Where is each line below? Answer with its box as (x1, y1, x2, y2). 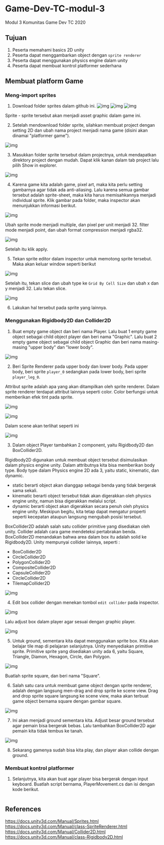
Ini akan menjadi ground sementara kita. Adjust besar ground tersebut (12, 717, 155, 723)
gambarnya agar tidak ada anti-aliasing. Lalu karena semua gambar (12, 187, 149, 193)
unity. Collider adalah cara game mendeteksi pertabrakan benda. (5, 528, 137, 535)
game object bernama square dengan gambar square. (12, 698, 122, 704)
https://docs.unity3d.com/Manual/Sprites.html (5, 818, 99, 824)
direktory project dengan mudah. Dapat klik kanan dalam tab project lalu (12, 157, 159, 163)
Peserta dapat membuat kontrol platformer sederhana (12, 62, 122, 68)
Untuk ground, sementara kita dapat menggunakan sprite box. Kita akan (12, 638, 159, 644)
